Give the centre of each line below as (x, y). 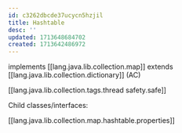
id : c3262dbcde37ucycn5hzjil (56, 15)
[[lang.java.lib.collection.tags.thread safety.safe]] (87, 90)
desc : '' (22, 30)
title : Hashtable (36, 23)
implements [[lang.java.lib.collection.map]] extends (91, 66)
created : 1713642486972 (47, 45)
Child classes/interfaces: (48, 106)
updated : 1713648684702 (47, 37)
